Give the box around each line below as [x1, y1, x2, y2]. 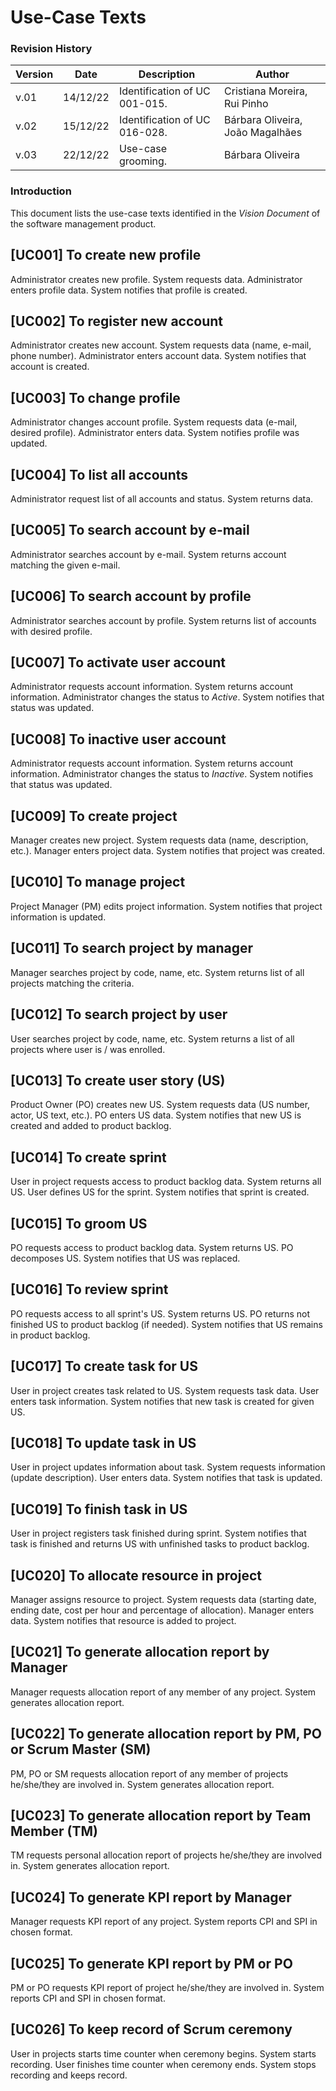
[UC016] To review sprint [10, 1281, 169, 1298]
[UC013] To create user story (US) [10, 1072, 226, 1089]
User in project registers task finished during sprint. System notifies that [10, 1527, 307, 1540]
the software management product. [10, 217, 157, 230]
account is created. [10, 361, 90, 373]
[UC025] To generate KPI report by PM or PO [10, 1955, 293, 1972]
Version [15, 67, 54, 81]
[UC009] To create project [10, 807, 178, 825]
